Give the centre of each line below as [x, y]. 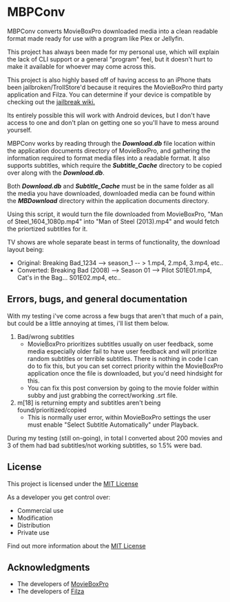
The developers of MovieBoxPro [63, 584]
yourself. [20, 130]
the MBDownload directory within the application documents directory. [108, 200]
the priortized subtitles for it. [48, 229]
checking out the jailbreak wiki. [51, 101]
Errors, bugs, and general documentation [97, 299]
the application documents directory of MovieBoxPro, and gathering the [109, 150]
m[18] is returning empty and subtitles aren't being [89, 402]
